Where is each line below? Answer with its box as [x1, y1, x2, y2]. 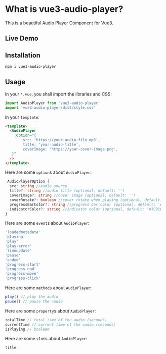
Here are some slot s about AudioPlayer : [5, 336, 87, 342]
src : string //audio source [9, 184, 68, 189]
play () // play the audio [5, 295, 58, 300]
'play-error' [5, 244, 32, 249]
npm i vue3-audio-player [5, 64, 56, 69]
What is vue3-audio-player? [5, 3, 124, 15]
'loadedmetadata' [5, 230, 41, 235]
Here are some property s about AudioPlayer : [5, 308, 96, 314]
